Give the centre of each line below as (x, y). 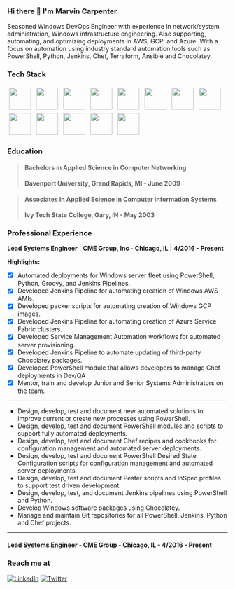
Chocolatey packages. (50, 360)
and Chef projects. (44, 522)
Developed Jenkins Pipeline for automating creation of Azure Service (117, 321)
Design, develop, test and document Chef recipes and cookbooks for (117, 441)
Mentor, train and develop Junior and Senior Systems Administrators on (120, 383)
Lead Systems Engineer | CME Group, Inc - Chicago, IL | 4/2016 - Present (115, 249)
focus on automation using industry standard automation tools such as (109, 49)
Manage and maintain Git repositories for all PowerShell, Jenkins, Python (122, 515)
